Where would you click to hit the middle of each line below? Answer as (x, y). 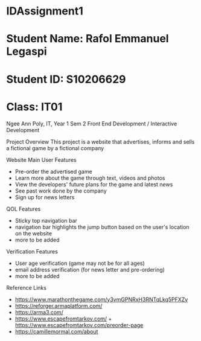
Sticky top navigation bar (46, 220)
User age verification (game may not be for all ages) (80, 263)
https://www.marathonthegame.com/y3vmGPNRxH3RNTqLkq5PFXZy (101, 299)
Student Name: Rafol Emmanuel (88, 39)
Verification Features (32, 251)
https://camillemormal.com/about (56, 331)
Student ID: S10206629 (66, 79)
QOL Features (24, 209)
